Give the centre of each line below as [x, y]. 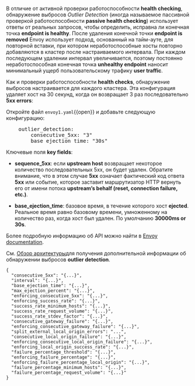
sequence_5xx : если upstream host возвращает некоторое [88, 163]
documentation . [25, 242]
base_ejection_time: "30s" [69, 141]
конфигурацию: [25, 118]
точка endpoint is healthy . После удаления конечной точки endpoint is [94, 33]
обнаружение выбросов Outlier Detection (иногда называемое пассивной [98, 15]
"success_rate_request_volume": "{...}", [62, 311]
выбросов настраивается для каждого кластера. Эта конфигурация [91, 88]
